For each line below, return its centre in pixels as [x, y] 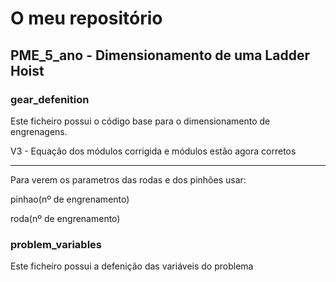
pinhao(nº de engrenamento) [70, 199]
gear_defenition [50, 99]
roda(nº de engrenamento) [65, 218]
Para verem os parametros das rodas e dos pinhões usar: [128, 179]
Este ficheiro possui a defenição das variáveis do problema [132, 266]
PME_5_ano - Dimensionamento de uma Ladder [160, 55]
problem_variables [56, 244]
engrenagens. [39, 131]
